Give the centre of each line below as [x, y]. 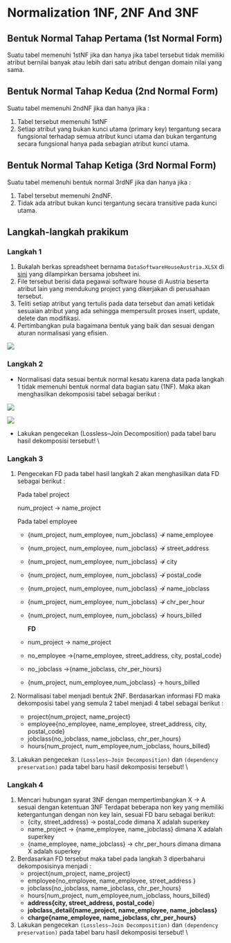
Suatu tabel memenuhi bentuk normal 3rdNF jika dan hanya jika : [99, 182]
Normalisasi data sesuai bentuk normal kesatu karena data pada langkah [121, 379]
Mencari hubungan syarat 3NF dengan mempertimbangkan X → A [111, 800]
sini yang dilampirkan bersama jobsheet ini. [79, 274]
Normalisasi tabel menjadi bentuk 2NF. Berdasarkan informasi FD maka [119, 696]
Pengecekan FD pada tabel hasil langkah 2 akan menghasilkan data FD [118, 473]
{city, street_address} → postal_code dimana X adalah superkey [118, 822]
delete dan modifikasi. [49, 318]
